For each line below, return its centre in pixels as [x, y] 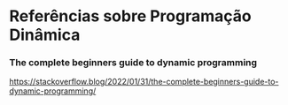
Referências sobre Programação [130, 16]
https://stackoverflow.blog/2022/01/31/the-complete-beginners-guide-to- [144, 82]
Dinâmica [45, 35]
